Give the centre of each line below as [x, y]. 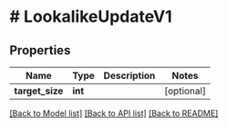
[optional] [185, 91]
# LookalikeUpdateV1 [91, 17]
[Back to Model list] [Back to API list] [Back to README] [114, 113]
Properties [40, 50]
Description [130, 76]
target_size [39, 91]
